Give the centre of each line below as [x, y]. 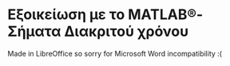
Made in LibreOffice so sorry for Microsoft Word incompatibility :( [115, 53]
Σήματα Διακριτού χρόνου [98, 31]
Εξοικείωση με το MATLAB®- [105, 15]
